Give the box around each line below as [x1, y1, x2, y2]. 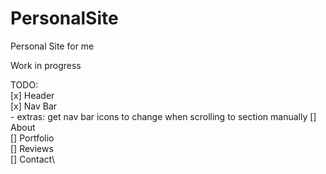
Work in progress [10, 59, 82, 71]
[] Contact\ [10, 153, 56, 165]
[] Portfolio [10, 132, 55, 144]
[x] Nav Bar [10, 100, 58, 112]
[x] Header [10, 89, 55, 101]
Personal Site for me [10, 40, 95, 52]
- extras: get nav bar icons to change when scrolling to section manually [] [10, 110, 317, 122]
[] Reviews [10, 142, 54, 154]
